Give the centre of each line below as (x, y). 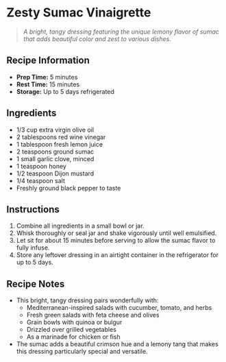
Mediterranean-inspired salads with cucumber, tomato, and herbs (119, 308)
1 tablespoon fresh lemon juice (60, 144)
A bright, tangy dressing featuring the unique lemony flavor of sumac (121, 32)
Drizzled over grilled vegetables (72, 330)
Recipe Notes (36, 283)
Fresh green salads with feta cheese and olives (93, 315)
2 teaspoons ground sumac (55, 152)
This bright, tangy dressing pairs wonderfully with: (87, 300)
